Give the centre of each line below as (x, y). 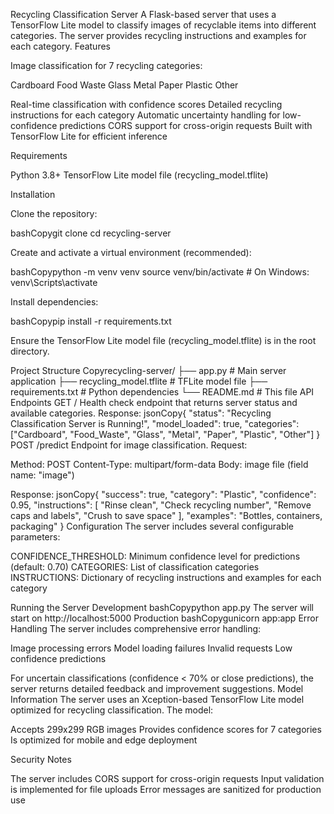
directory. (30, 351)
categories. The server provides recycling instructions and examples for (158, 35)
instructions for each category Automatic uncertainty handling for (145, 115)
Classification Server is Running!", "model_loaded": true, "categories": (155, 423)
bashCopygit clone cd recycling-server (91, 233)
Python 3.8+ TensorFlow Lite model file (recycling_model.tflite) (139, 175)
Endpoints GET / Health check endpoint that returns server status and (154, 402)
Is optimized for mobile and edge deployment (104, 740)
